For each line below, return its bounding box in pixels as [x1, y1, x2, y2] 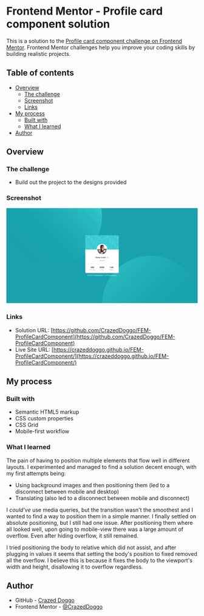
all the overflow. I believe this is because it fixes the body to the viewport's [6, 556, 193, 564]
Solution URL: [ [15, 326, 53, 334]
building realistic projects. [6, 50, 71, 57]
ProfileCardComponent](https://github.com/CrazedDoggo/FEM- [15, 333, 175, 340]
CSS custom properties [15, 415, 74, 422]
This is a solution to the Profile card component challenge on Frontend [6, 37, 182, 44]
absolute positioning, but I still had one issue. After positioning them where [6, 519, 193, 526]
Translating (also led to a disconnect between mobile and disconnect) [15, 494, 190, 502]
